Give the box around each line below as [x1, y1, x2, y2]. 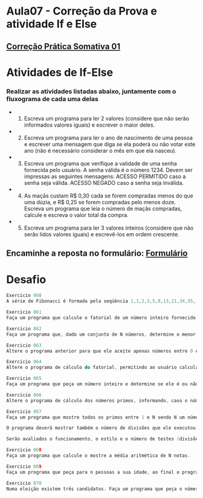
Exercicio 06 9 [6, 463, 42, 470]
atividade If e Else [6, 17, 97, 31]
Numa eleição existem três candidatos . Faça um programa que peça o [6, 486, 182, 492]
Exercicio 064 [6, 359, 42, 365]
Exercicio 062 [6, 325, 42, 331]
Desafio [6, 273, 47, 286]
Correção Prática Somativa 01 [6, 41, 121, 51]
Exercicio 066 [6, 392, 42, 398]
